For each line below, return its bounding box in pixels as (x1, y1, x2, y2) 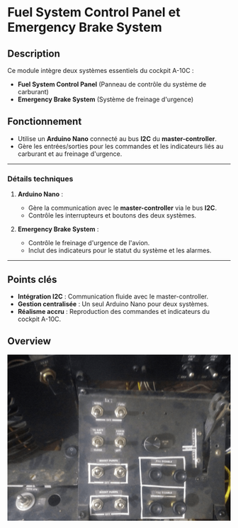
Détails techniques (7, 174, 74, 184)
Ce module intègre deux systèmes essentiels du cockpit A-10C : (7, 67, 194, 74)
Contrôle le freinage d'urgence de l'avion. (28, 239, 150, 247)
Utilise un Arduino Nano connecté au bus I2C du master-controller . (17, 134, 217, 142)
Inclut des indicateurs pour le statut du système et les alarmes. (28, 246, 212, 255)
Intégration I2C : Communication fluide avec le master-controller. (17, 292, 209, 300)
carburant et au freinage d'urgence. (17, 150, 123, 158)
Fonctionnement (7, 116, 82, 128)
